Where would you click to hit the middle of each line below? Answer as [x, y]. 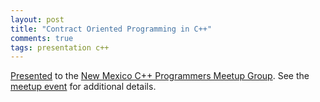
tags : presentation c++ [60, 47]
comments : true [42, 38]
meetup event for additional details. [83, 87]
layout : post [37, 19]
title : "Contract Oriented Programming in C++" [111, 29]
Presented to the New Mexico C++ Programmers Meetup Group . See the [160, 76]
